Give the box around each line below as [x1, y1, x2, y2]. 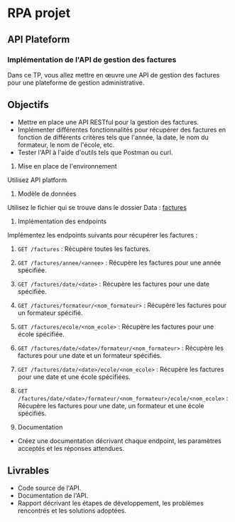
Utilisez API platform [7, 176, 67, 184]
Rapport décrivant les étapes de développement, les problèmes [17, 499, 204, 507]
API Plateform [7, 33, 70, 46]
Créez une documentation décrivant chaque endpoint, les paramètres [17, 436, 222, 445]
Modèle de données [17, 189, 77, 198]
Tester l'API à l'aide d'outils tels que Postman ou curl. [17, 148, 173, 156]
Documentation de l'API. [17, 491, 89, 499]
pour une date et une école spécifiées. [17, 372, 131, 381]
